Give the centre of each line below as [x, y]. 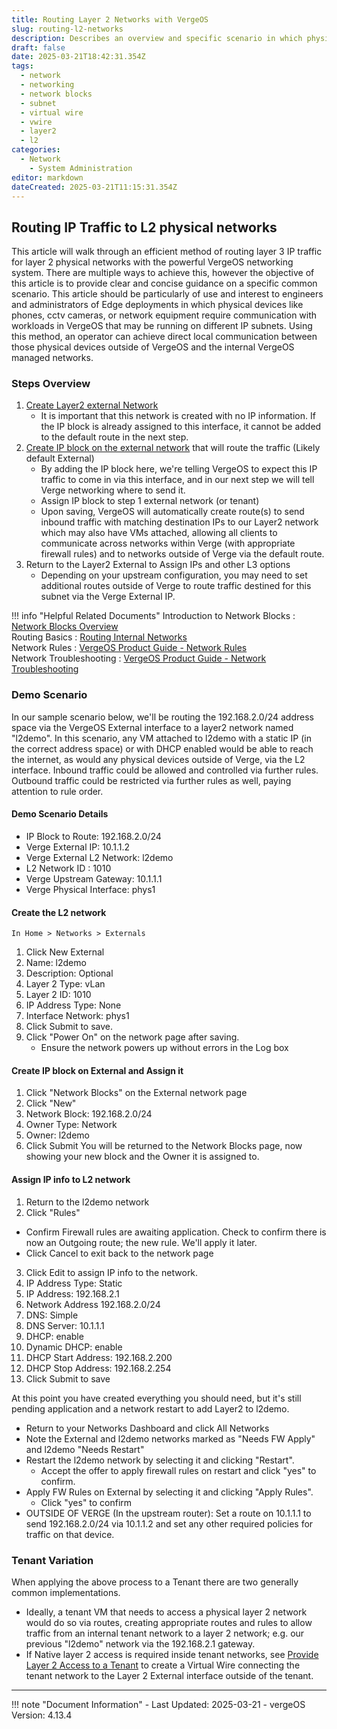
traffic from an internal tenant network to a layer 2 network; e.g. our [165, 1633]
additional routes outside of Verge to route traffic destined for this [176, 586]
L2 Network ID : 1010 [68, 868]
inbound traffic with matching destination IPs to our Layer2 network [179, 522]
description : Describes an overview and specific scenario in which [157, 38]
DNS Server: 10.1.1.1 [65, 1325]
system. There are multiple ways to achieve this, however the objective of [163, 273]
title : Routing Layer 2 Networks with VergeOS [110, 19]
